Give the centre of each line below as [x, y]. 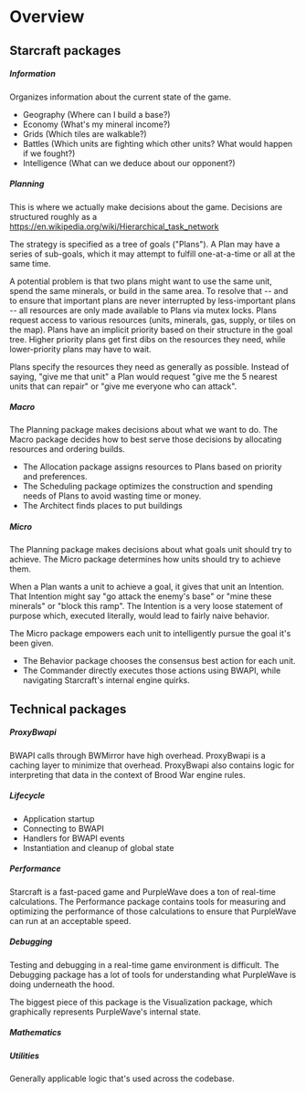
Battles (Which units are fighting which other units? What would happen [158, 143]
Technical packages [68, 709]
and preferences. [55, 477]
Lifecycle [27, 795]
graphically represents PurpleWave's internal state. [105, 1012]
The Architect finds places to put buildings [102, 506]
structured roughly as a [53, 216]
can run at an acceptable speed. [70, 920]
